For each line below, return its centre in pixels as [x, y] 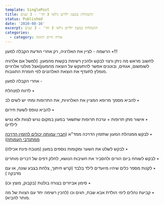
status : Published [24, 19]
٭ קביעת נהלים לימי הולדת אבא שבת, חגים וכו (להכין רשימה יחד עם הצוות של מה [80, 192]
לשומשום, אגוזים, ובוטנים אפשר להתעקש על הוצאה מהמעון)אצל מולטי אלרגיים [77, 66]
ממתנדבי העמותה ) [22, 139]
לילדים [11, 124]
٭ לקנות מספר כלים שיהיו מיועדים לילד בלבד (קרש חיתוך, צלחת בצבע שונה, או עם [81, 168]
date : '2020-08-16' [25, 23]
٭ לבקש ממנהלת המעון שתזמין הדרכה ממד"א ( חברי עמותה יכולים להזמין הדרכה [79, 134]
